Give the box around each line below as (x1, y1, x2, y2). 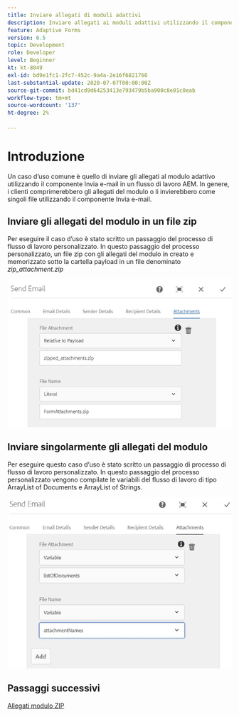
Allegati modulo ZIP (7, 701, 65, 710)
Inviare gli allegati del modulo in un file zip (7, 215, 197, 228)
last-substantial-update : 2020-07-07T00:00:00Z (7, 79, 152, 86)
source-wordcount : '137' (7, 102, 81, 109)
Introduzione (7, 148, 85, 165)
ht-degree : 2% (7, 109, 50, 117)
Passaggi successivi (7, 682, 101, 695)
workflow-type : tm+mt (7, 94, 72, 101)
